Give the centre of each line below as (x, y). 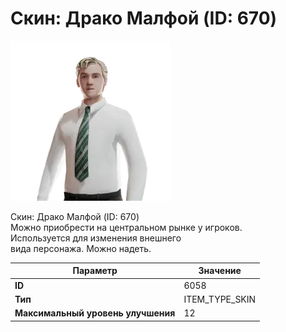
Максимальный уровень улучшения (95, 313)
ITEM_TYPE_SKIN (220, 299)
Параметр (95, 271)
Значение (220, 271)
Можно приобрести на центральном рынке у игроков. (126, 227)
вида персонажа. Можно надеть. (81, 248)
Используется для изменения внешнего (96, 238)
